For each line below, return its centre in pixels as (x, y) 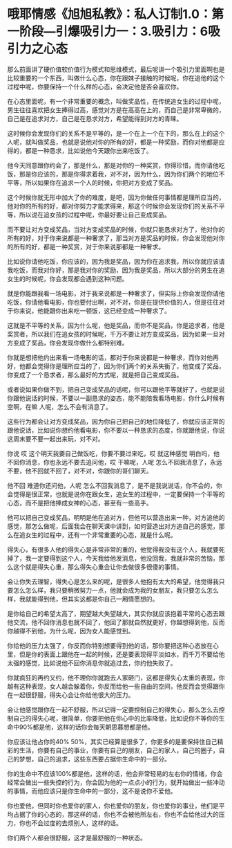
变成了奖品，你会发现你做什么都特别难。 (70, 343)
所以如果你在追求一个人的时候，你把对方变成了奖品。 (101, 182)
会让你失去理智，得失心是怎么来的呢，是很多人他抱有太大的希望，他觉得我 (113, 581)
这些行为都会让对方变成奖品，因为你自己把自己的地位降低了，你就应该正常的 (116, 421)
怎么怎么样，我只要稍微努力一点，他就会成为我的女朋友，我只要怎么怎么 (116, 590)
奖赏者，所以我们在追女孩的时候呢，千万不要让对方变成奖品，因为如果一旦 (113, 334)
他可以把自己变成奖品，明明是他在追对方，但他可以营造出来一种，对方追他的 (116, 517)
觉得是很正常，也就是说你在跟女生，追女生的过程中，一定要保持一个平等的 (119, 494)
